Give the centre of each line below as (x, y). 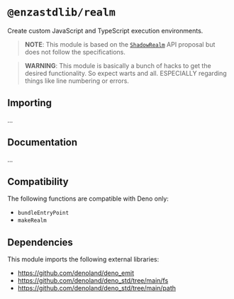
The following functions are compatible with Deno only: (88, 199)
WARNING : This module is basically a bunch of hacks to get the (118, 65)
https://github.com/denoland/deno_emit (76, 273)
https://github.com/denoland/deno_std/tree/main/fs (93, 281)
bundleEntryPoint (43, 213)
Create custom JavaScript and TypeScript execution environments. (105, 30)
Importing (29, 103)
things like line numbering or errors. (77, 81)
